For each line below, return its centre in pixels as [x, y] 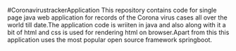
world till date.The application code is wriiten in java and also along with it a [117, 25]
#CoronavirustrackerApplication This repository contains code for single [112, 10]
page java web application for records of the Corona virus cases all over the [117, 17]
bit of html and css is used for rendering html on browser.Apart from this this [118, 32]
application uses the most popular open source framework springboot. [110, 40]
